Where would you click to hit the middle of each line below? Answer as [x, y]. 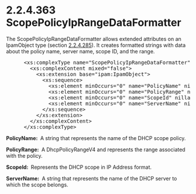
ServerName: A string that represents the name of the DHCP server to [92, 178]
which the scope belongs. [37, 185]
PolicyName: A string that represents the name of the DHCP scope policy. [96, 138]
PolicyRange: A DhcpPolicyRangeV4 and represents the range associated [96, 149]
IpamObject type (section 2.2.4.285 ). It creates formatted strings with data [96, 45]
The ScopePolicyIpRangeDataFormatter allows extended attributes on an [94, 39]
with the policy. [24, 155]
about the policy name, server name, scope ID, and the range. [80, 51]
